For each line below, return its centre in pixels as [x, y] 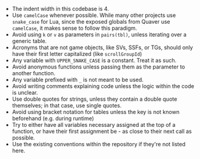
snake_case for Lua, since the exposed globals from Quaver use [91, 22]
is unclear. [25, 93]
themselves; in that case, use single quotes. [67, 105]
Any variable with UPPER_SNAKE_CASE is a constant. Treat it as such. [94, 60]
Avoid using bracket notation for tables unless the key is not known [96, 112]
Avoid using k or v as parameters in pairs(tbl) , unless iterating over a [99, 35]
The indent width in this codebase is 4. [60, 9]
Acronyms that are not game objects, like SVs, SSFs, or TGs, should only [102, 47]
